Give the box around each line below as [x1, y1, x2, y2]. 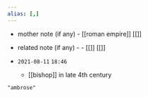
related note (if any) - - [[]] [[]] [17, 43, 106, 51]
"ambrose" [7, 84, 37, 91]
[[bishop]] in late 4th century [27, 70, 112, 79]
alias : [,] [7, 10, 39, 18]
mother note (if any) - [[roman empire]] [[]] [17, 30, 142, 38]
